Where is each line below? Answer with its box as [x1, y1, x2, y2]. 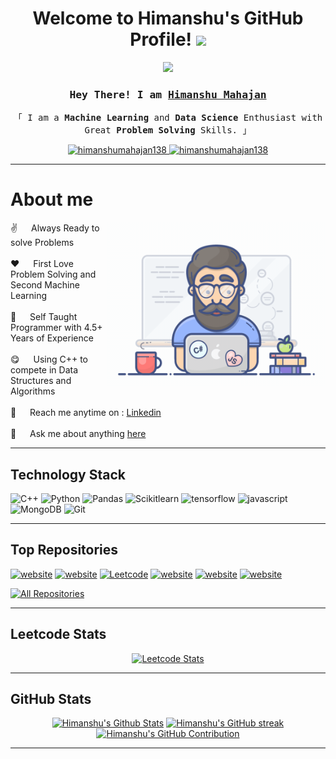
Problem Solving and [10, 268, 97, 281]
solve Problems [10, 237, 75, 249]
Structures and [10, 375, 72, 387]
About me [10, 188, 94, 211]
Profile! [129, 28, 193, 51]
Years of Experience [10, 332, 94, 344]
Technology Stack [10, 466, 126, 483]
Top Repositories [10, 542, 119, 559]
